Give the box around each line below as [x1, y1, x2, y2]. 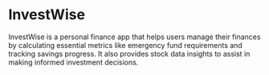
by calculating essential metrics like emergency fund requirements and [8, 40, 243, 49]
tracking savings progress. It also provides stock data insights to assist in [8, 49, 251, 58]
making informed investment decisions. [8, 57, 139, 67]
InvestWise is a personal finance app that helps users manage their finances [8, 32, 261, 41]
